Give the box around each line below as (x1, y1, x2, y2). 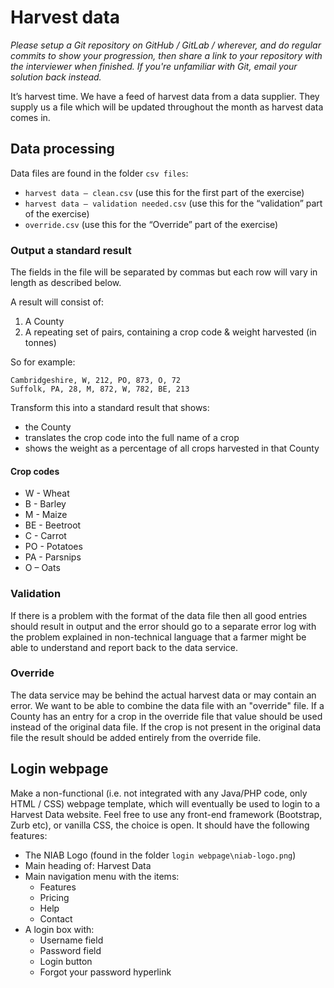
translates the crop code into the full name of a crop (24, 432, 240, 444)
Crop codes (10, 465, 60, 477)
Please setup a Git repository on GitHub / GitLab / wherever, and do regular (10, 39, 322, 51)
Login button (39, 955, 93, 967)
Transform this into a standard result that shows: (10, 402, 210, 414)
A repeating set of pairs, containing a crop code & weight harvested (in (24, 326, 317, 338)
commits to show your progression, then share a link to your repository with (10, 49, 323, 61)
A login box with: (24, 923, 95, 935)
